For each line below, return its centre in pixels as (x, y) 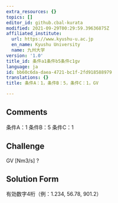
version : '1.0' (25, 56)
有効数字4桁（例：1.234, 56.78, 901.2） (54, 194)
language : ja (22, 67)
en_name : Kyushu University (46, 45)
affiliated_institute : (34, 34)
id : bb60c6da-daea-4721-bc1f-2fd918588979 (59, 72)
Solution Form (32, 179)
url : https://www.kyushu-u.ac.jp (53, 39)
